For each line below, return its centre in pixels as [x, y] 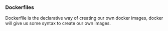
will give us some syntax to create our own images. [58, 23]
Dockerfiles [20, 7]
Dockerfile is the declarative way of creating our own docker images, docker [84, 18]
